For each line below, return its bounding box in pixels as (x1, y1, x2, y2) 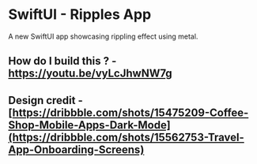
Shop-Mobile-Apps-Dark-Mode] (8, 118, 172, 132)
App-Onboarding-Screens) (8, 143, 145, 156)
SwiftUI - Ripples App (8, 6, 152, 24)
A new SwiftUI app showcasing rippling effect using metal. (8, 32, 198, 41)
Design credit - (8, 93, 83, 107)
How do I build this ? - (8, 54, 117, 68)
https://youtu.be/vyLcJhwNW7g (8, 67, 172, 80)
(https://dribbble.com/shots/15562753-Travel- (8, 130, 245, 143)
